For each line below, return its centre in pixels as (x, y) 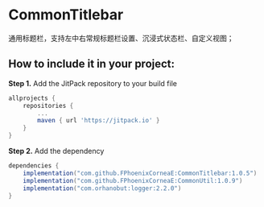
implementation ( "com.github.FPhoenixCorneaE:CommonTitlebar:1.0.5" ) (140, 173)
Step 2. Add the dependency (56, 151)
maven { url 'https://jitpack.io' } (99, 121)
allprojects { (32, 98)
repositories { (48, 106)
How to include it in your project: (92, 64)
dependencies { (34, 166)
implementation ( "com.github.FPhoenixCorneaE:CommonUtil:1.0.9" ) (133, 180)
